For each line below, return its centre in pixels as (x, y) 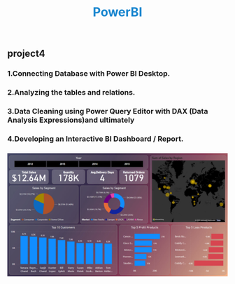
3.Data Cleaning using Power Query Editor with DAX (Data (108, 111)
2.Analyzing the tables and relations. (71, 93)
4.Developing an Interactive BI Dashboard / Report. (95, 139)
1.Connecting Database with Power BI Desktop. (88, 74)
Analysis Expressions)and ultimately (71, 120)
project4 (26, 54)
